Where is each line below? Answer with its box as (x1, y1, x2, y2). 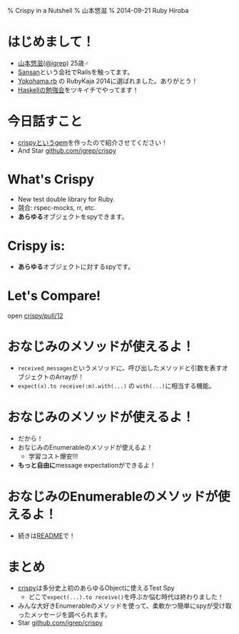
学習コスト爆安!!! (28, 452, 78, 461)
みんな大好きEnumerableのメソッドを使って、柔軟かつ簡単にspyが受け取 (17, 602, 232, 610)
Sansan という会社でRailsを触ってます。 (17, 67, 134, 76)
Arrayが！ (55, 372, 84, 381)
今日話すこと (7, 114, 83, 130)
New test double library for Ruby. (17, 195, 116, 203)
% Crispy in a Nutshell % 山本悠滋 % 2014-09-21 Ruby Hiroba (7, 6, 189, 14)
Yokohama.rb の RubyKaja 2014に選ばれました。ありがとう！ (17, 76, 198, 85)
